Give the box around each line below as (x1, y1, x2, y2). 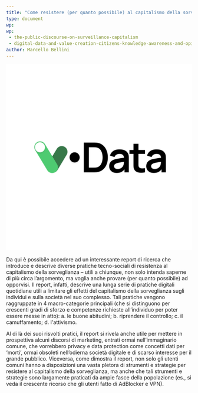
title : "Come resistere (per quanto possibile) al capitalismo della (6, 9, 181, 15)
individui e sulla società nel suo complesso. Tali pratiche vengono (6, 293, 166, 300)
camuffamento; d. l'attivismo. (6, 319, 77, 326)
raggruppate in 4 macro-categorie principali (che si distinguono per (6, 300, 170, 307)
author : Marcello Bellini (6, 47, 70, 53)
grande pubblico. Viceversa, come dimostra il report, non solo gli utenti (6, 355, 179, 362)
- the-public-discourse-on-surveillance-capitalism (8, 34, 138, 41)
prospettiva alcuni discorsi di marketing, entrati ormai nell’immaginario (6, 336, 177, 343)
